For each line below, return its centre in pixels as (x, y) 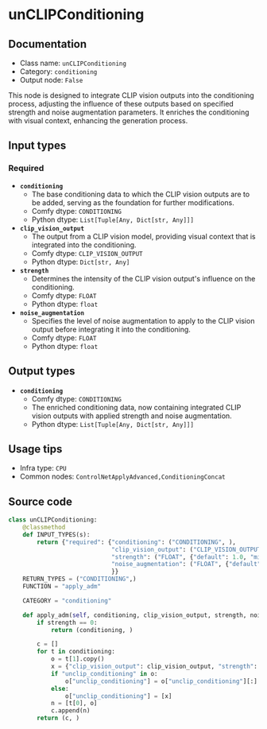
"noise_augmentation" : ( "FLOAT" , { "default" (186, 564)
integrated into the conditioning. (84, 245)
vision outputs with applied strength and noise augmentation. (132, 416)
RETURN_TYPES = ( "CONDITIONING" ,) (79, 579)
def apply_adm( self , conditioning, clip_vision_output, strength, (135, 615)
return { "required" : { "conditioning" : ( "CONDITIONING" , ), (137, 542)
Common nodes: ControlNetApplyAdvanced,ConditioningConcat (122, 477)
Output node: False (51, 80)
